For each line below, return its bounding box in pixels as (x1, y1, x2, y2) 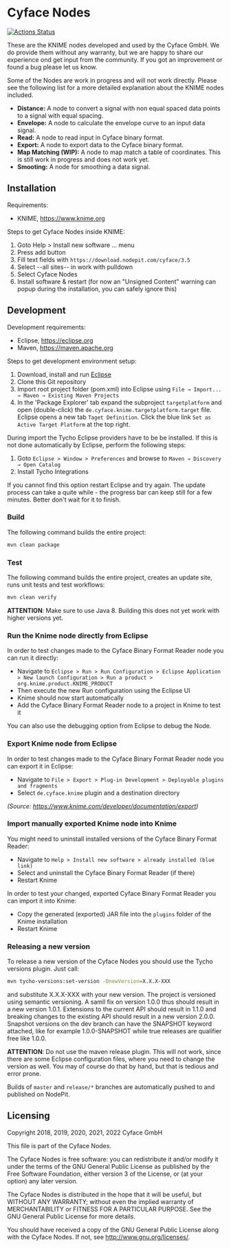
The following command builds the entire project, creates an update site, (7, 573, 213, 582)
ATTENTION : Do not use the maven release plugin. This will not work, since (7, 1047, 221, 1055)
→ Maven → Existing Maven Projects (16, 392, 120, 399)
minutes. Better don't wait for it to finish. (7, 495, 122, 504)
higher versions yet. (7, 614, 64, 622)
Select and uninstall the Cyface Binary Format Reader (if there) (16, 868, 195, 876)
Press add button (16, 248, 67, 256)
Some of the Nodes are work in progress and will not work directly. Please (7, 76, 217, 84)
